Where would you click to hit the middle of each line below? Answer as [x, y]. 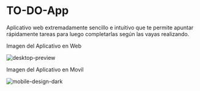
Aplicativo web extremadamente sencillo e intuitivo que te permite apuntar [100, 27]
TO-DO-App [38, 11]
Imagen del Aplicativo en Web [44, 46]
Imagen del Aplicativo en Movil [45, 69]
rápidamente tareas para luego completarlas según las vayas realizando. [98, 34]
